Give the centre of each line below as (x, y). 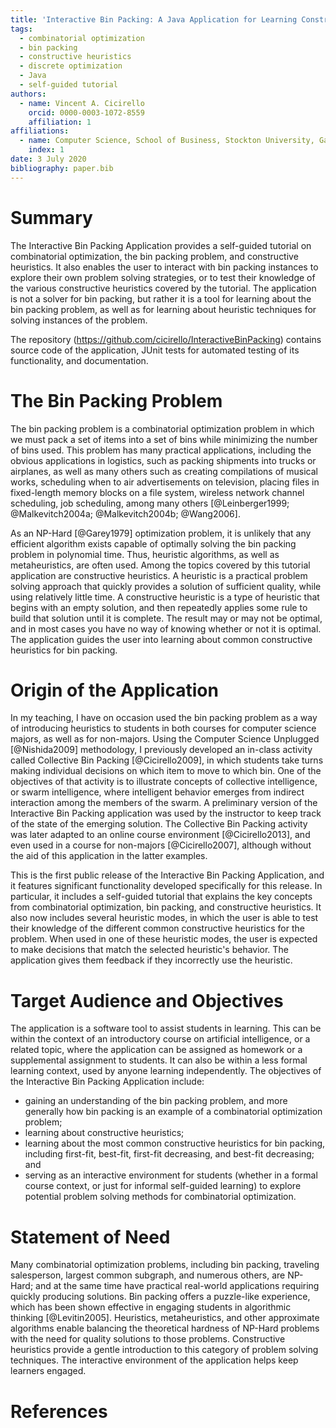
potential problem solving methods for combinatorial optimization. (160, 1197)
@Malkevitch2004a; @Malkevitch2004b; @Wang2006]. (125, 513)
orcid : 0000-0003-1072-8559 (86, 112)
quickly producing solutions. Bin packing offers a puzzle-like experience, (160, 1297)
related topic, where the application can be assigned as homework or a (156, 1050)
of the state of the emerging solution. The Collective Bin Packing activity (159, 824)
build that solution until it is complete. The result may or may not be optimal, (166, 618)
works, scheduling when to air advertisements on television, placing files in (165, 482)
